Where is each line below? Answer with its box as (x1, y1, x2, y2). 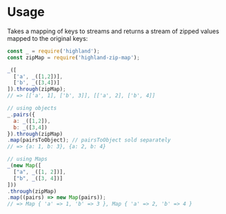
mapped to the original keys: (7, 34, 88, 42)
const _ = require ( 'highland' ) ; (7, 48, 100, 55)
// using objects (7, 105, 57, 112)
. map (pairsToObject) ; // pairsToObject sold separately (7, 137, 171, 144)
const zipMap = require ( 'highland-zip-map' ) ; (7, 54, 140, 61)
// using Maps (7, 156, 48, 163)
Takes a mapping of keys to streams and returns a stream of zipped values (7, 27, 219, 35)
